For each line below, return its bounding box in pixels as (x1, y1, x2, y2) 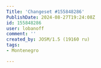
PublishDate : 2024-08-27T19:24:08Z (6, 14, 96, 20)
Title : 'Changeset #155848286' (6, 8, 85, 15)
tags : (6, 42, 20, 48)
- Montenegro (6, 48, 39, 54)
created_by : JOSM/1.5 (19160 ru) (6, 36, 90, 42)
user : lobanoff (6, 25, 44, 32)
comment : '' (6, 31, 36, 37)
